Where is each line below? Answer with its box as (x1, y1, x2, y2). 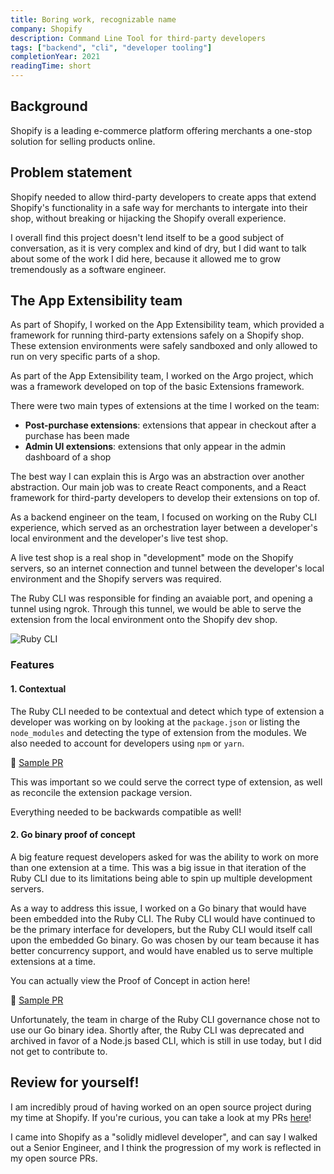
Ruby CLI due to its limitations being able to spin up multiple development (10, 872, 313, 884)
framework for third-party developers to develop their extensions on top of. (10, 492, 321, 504)
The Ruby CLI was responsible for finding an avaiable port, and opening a (10, 592, 313, 605)
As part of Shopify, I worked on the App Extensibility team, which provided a (10, 319, 325, 331)
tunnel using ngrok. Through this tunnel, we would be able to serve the (10, 603, 302, 615)
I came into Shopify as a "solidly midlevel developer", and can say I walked (10, 1131, 318, 1143)
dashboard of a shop (24, 451, 112, 463)
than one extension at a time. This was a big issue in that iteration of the (10, 861, 307, 873)
